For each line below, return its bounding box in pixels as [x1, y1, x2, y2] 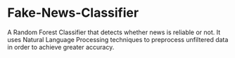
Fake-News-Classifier [7, 5, 139, 21]
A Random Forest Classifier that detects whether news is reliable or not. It [7, 28, 221, 36]
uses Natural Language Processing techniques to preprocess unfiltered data [7, 35, 229, 43]
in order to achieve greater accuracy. [7, 43, 115, 51]
